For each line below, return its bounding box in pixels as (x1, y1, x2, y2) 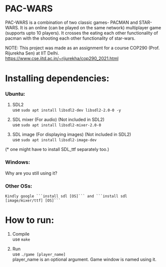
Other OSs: (5, 182, 33, 189)
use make (12, 236, 31, 242)
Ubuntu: (5, 90, 26, 97)
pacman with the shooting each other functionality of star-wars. (5, 35, 135, 41)
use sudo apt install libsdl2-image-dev (12, 137, 97, 143)
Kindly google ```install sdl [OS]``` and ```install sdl (5, 194, 127, 199)
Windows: (5, 159, 31, 166)
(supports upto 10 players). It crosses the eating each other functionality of (5, 30, 159, 36)
